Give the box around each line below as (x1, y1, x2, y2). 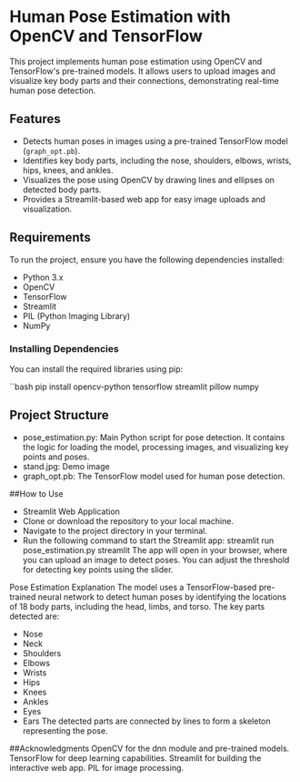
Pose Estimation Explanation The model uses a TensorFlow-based (9, 581, 257, 592)
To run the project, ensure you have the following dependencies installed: (9, 253, 285, 265)
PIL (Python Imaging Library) (22, 310, 131, 321)
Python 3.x (22, 272, 64, 283)
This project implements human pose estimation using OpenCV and (9, 56, 263, 67)
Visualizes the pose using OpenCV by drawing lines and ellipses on (22, 174, 275, 185)
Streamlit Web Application (22, 506, 121, 517)
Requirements (9, 230, 91, 245)
